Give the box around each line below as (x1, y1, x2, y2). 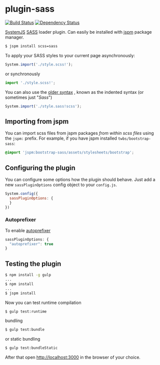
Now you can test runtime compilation (5, 300, 81, 305)
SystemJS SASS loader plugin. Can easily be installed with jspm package (5, 29, 152, 35)
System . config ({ (5, 191, 38, 196)
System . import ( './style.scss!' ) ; (5, 62, 73, 67)
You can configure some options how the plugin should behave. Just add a (5, 176, 156, 182)
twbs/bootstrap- (118, 136, 151, 141)
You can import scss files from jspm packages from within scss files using (5, 130, 154, 136)
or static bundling (5, 336, 40, 342)
